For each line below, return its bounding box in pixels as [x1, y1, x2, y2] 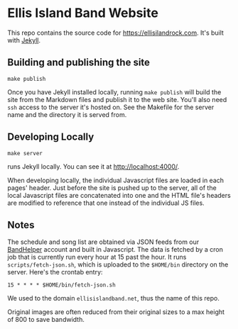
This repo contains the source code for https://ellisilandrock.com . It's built [7, 28, 224, 37]
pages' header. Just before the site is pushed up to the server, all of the [7, 183, 217, 192]
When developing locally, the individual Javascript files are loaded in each [7, 176, 225, 184]
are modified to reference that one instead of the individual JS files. [7, 199, 205, 207]
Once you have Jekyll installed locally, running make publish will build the [7, 87, 222, 96]
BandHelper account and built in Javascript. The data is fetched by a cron [7, 245, 224, 254]
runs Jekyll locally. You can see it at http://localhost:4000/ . [7, 162, 180, 171]
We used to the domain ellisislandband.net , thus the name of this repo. [7, 294, 220, 303]
